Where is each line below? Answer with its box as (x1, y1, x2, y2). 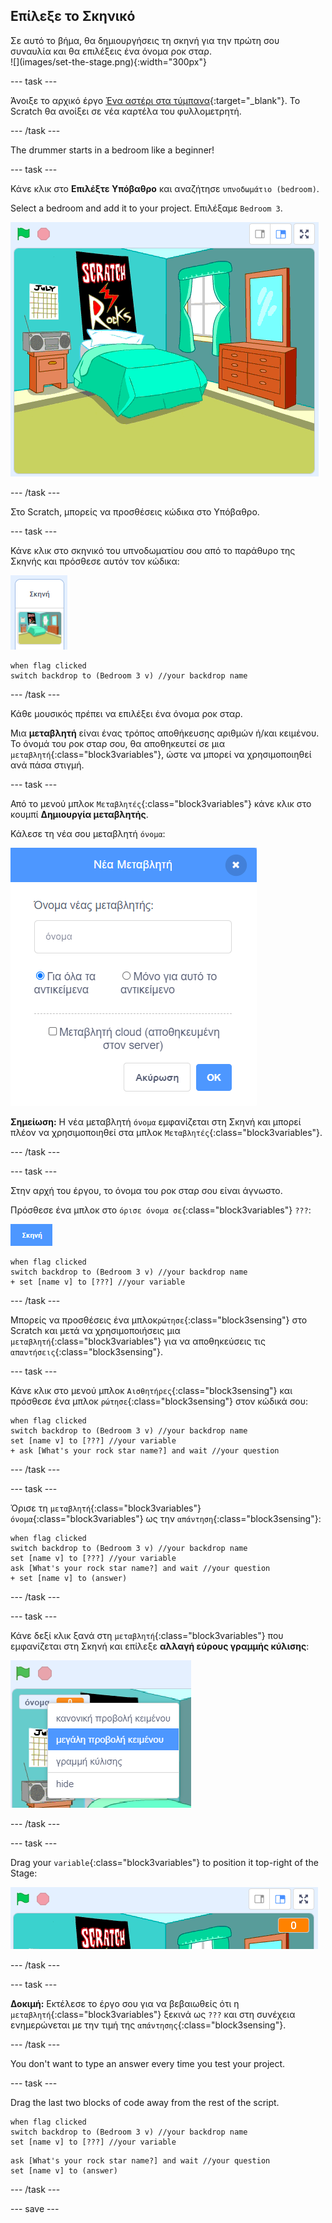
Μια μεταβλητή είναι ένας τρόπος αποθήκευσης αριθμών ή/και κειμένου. (10, 727, 320, 739)
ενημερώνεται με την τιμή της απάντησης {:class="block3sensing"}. (10, 2019, 287, 2031)
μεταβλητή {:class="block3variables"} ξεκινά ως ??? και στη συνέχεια (10, 2008, 296, 2020)
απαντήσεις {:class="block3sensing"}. (10, 1345, 164, 1358)
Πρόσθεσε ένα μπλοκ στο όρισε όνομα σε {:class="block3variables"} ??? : (10, 1204, 312, 1216)
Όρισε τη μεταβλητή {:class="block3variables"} (10, 1502, 202, 1514)
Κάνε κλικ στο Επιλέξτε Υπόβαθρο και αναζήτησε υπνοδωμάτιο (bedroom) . (10, 182, 320, 194)
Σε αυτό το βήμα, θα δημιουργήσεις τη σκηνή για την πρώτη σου (10, 34, 280, 46)
